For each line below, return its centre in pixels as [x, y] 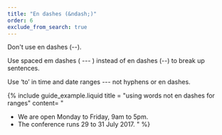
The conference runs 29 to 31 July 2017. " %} [84, 124]
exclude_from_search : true [47, 27]
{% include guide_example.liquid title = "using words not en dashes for [111, 95]
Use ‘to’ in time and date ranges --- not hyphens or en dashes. [99, 82]
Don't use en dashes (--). [44, 47]
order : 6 [20, 20]
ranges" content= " [36, 103]
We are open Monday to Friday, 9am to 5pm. [83, 117]
